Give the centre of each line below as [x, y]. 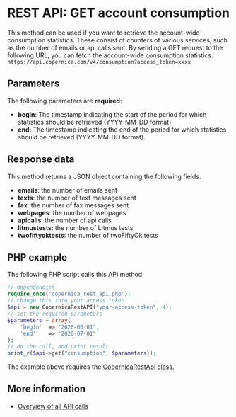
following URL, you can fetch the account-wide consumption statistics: [110, 55]
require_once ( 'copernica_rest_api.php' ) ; [69, 294]
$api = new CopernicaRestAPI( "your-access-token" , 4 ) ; [90, 307]
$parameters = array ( [39, 320]
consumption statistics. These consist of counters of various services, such [118, 40]
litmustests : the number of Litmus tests [75, 227]
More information [47, 389]
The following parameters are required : [65, 101]
